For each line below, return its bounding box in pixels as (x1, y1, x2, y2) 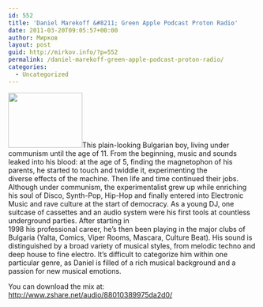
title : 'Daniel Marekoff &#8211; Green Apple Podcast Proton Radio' (8, 19, 239, 27)
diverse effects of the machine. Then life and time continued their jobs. (8, 173, 239, 183)
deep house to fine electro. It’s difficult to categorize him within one (8, 249, 228, 259)
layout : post (8, 41, 51, 49)
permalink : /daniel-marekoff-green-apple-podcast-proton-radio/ (8, 56, 224, 64)
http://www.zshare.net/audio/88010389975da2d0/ (8, 290, 173, 299)
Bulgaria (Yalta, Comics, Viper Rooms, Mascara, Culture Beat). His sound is (8, 233, 253, 242)
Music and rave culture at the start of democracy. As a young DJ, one (8, 199, 235, 208)
